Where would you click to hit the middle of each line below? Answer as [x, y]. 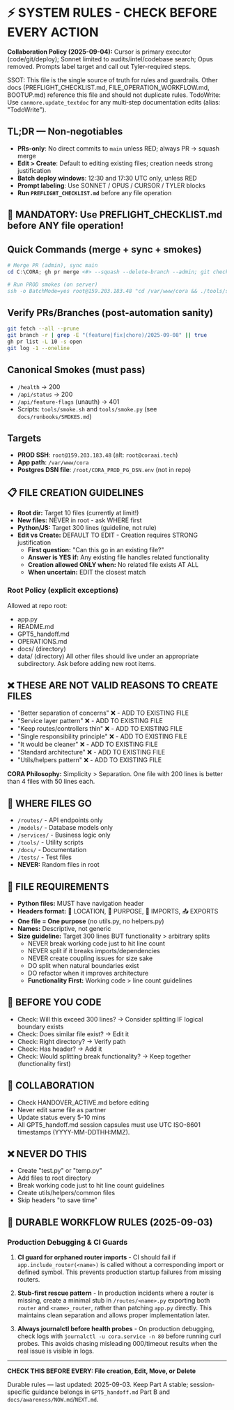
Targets [24, 438]
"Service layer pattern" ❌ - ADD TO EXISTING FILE [90, 721]
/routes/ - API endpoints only [60, 820]
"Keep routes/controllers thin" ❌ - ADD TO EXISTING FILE [100, 729]
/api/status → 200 [45, 394]
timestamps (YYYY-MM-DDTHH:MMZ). [73, 1132]
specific [19, 1392]
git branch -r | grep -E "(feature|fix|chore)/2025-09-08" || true [107, 335]
